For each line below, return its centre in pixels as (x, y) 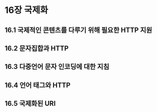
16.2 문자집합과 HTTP (37, 48)
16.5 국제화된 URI (30, 104)
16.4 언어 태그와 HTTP (38, 85)
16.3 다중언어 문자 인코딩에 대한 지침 (57, 67)
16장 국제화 (26, 10)
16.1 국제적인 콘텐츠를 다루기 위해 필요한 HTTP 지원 (78, 30)
